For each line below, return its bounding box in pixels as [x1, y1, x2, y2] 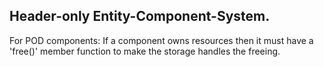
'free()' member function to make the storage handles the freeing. [9, 45, 281, 57]
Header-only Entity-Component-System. [9, 8, 271, 25]
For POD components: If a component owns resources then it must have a [9, 34, 314, 46]
